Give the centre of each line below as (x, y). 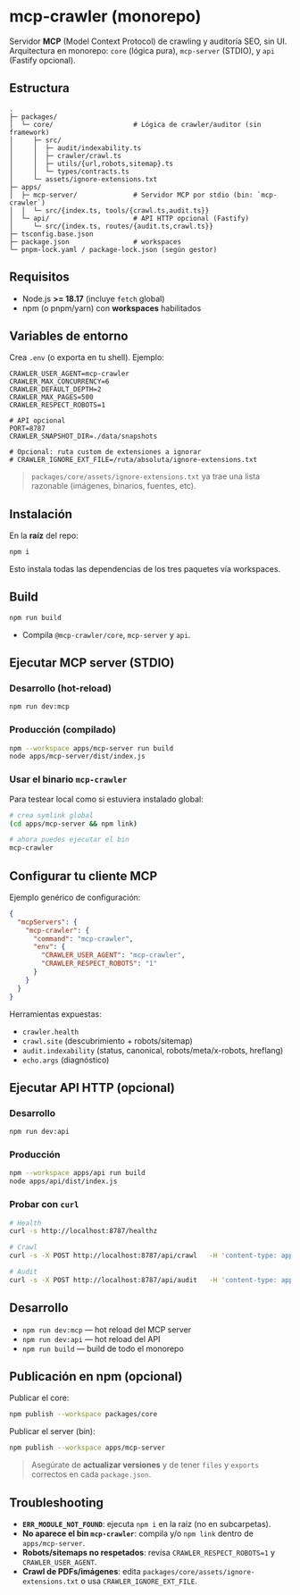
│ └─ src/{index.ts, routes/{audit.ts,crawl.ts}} (112, 226)
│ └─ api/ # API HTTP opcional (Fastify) (129, 218)
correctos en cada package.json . (91, 1474)
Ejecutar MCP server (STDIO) (92, 663)
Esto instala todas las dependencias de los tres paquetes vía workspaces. (145, 569)
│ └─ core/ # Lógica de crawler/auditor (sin (135, 124)
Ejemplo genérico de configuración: (75, 897)
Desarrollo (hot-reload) (61, 688)
